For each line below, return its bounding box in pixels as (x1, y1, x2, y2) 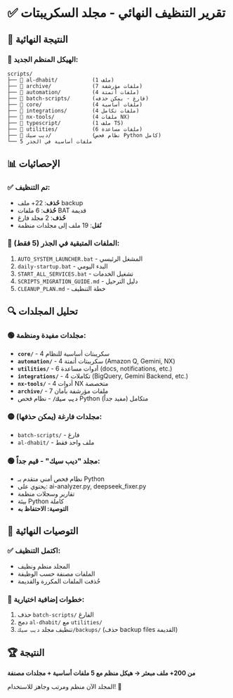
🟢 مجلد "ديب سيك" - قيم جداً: (7, 455, 100, 465)
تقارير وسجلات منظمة (17, 490, 75, 498)
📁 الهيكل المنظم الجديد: (7, 54, 79, 64)
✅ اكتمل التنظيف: (7, 546, 61, 556)
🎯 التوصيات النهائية (7, 525, 79, 537)
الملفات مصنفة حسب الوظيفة (17, 569, 95, 578)
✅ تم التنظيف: (7, 183, 51, 193)
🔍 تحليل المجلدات (7, 306, 79, 318)
